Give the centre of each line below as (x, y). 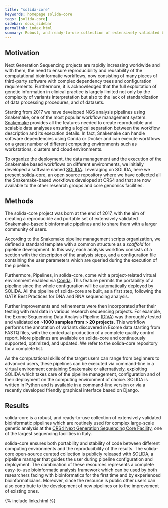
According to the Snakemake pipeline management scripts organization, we (83, 239)
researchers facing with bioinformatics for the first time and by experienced (83, 475)
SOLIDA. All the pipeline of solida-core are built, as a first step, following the (83, 291)
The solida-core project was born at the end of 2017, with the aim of (75, 213)
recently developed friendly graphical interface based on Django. (72, 390)
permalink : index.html (29, 28)
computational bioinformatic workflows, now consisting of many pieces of (81, 76)
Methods (19, 201)
